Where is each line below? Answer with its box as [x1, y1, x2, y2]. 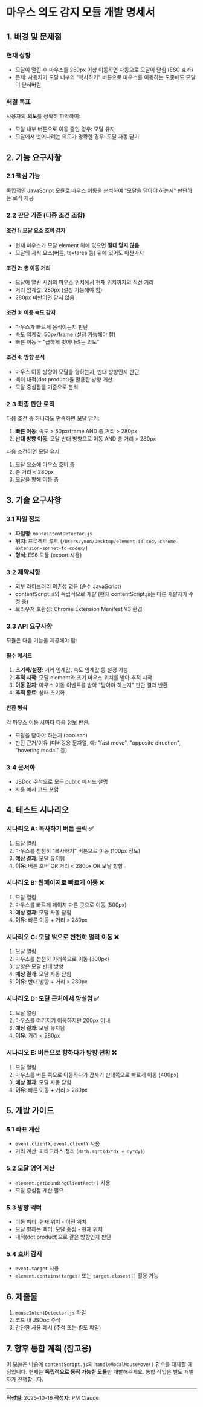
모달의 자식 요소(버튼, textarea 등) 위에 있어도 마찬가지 [14, 249, 144, 256]
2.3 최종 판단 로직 [6, 399, 55, 408]
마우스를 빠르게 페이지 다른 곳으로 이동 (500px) [14, 901, 127, 908]
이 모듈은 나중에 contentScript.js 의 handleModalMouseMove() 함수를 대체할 [6, 1360, 187, 1368]
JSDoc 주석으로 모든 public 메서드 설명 [14, 778, 108, 785]
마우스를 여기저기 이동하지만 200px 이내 [14, 1017, 111, 1024]
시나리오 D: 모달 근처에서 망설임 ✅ [6, 995, 100, 1003]
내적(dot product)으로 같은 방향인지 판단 [14, 1234, 112, 1241]
